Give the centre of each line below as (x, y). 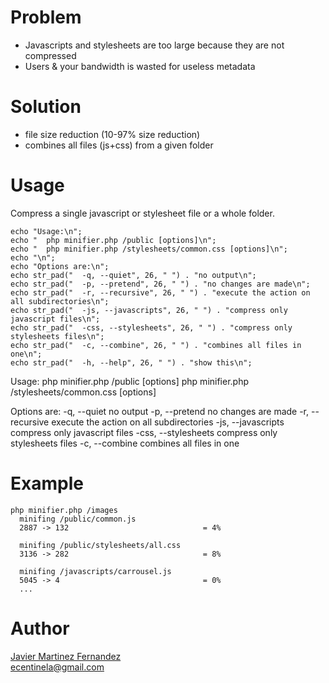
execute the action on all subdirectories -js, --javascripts (168, 422)
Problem (46, 17)
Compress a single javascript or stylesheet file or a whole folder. (142, 213)
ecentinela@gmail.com (57, 667)
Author (40, 628)
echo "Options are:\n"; (60, 266)
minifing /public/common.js (78, 519)
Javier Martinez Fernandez (66, 656)
